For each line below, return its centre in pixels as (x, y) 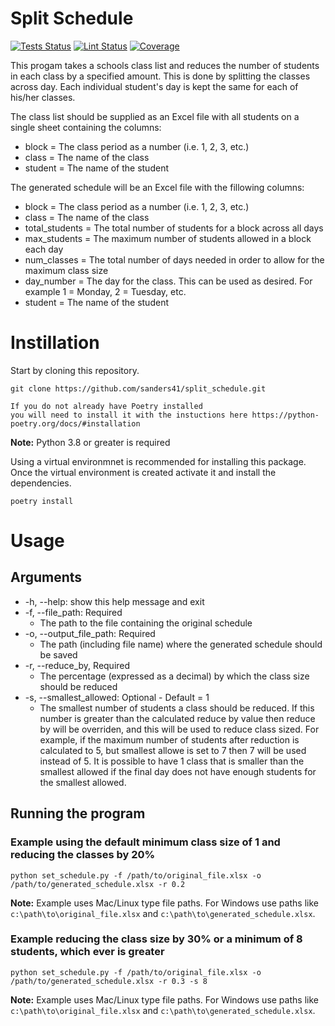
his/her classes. (43, 97)
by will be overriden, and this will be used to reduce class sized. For (179, 729)
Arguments (46, 577)
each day (44, 249)
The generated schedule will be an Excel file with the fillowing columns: (157, 187)
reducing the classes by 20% (83, 855)
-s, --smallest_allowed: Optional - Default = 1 (117, 697)
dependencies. (41, 483)
